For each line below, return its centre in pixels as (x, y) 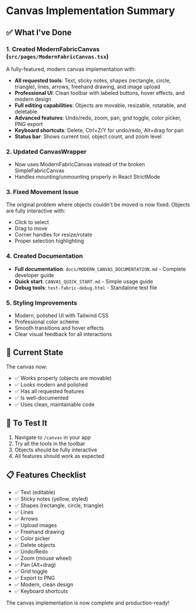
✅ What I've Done (39, 33)
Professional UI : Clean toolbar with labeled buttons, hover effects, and (100, 93)
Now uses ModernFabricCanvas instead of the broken (80, 165)
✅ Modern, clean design (44, 584)
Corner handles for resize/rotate (53, 235)
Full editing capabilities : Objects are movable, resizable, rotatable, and (100, 105)
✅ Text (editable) (35, 492)
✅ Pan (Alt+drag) (35, 565)
